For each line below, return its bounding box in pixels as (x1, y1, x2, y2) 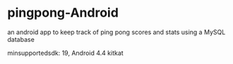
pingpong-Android (7, 5, 119, 21)
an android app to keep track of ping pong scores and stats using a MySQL (7, 28, 226, 36)
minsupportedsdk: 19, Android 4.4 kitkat (7, 49, 124, 57)
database (7, 35, 35, 43)
